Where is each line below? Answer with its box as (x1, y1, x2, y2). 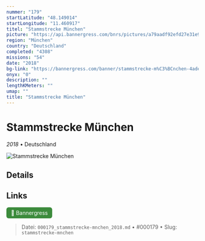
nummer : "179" (6, 9, 43, 15)
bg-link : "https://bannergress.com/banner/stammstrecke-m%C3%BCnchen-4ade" (6, 65, 203, 72)
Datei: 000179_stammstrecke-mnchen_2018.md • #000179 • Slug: (21, 223, 178, 231)
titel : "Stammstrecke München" (6, 26, 86, 32)
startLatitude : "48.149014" (6, 15, 78, 21)
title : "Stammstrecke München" (6, 94, 86, 100)
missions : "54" (6, 54, 45, 60)
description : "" (6, 77, 48, 83)
